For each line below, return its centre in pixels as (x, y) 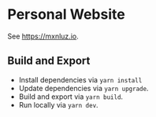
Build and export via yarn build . (71, 97)
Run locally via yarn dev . (59, 104)
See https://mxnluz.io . (43, 36)
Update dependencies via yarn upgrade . (84, 88)
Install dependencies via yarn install (80, 79)
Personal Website (66, 15)
